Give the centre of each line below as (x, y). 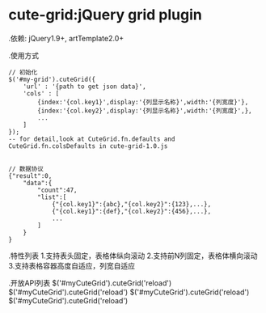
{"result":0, (30, 176)
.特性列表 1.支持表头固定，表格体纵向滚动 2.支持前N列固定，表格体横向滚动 (133, 256)
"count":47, (58, 190)
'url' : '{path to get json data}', (85, 87)
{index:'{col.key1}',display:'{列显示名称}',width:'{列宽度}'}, (143, 102)
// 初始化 (23, 72)
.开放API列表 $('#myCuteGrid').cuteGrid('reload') (90, 283)
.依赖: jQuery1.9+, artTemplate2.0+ (66, 38)
